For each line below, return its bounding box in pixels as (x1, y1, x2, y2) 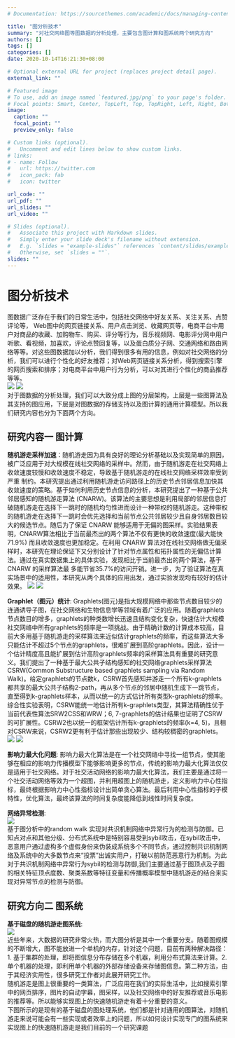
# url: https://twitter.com (7, 165, 96, 172)
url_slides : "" (7, 204, 52, 211)
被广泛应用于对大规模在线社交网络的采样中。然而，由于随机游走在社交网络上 (7, 460, 228, 468)
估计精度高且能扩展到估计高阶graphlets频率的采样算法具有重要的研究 (13, 650, 212, 658)
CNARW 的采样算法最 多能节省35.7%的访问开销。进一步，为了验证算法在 (7, 565, 218, 573)
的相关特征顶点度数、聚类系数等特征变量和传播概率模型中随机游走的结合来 (7, 868, 222, 877)
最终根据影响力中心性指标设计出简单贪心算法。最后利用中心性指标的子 (19, 786, 222, 794)
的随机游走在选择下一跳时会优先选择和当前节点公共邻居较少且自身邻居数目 (7, 512, 222, 521)
